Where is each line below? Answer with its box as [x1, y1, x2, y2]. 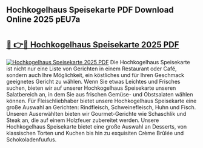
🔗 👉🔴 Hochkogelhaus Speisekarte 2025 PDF [6, 39, 179, 50]
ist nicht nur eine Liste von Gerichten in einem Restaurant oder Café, [6, 65, 177, 72]
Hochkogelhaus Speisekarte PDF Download [6, 5, 174, 15]
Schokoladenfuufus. [6, 136, 57, 143]
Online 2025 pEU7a [6, 15, 81, 25]
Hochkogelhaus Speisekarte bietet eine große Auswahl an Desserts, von [6, 123, 187, 130]
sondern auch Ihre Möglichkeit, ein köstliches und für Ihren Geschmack [6, 72, 185, 78]
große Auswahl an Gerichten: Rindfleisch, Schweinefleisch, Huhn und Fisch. [6, 104, 196, 111]
